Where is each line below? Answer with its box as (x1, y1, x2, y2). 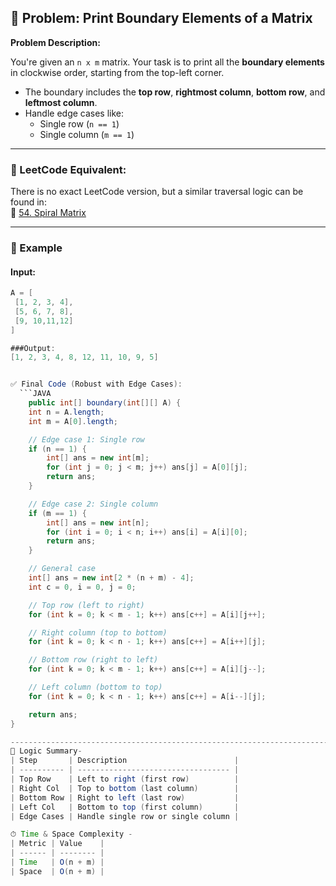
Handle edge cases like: (24, 107, 125, 119)
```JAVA (19, 389, 52, 399)
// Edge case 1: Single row (28, 434, 145, 445)
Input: (10, 266, 36, 278)
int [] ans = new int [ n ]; (46, 517, 150, 528)
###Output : (10, 343, 56, 353)
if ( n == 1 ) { (28, 444, 87, 454)
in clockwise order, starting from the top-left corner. (10, 66, 225, 78)
